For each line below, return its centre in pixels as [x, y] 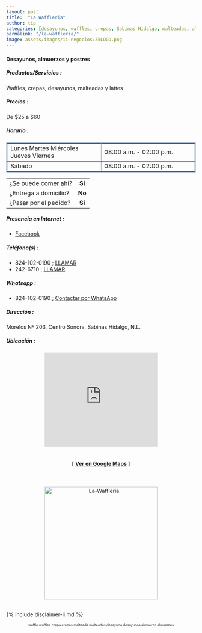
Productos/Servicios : [34, 73]
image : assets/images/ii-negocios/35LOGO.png [64, 40]
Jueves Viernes [32, 156]
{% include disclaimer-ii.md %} [45, 614]
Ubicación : [21, 341]
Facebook [27, 234]
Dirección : [20, 312]
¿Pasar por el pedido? [40, 203]
